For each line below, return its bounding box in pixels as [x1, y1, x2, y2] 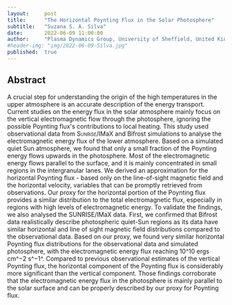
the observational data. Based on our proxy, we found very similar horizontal [7, 232, 224, 241]
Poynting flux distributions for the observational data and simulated [7, 239, 198, 248]
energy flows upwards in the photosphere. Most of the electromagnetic [7, 151, 210, 160]
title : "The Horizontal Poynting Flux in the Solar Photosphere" [7, 17, 215, 24]
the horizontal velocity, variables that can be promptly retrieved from [7, 181, 202, 189]
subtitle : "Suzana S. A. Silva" [7, 23, 107, 30]
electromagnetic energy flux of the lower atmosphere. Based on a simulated [7, 136, 223, 145]
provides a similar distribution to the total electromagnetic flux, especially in [7, 195, 222, 204]
